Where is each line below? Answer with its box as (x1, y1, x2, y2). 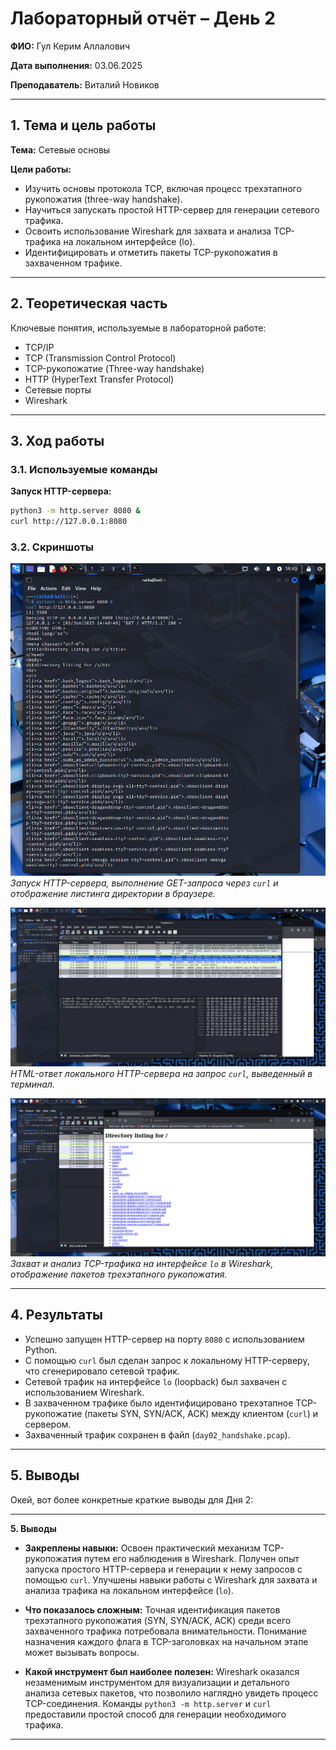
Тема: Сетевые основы (10, 143, 111, 156)
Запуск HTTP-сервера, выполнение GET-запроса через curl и (10, 877, 279, 889)
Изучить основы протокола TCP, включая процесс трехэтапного (24, 182, 302, 194)
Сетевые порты (24, 383, 92, 396)
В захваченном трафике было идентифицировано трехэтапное (24, 1397, 294, 1409)
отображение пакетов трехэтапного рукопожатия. (10, 1268, 228, 1281)
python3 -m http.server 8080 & (10, 506, 141, 516)
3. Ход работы (10, 432, 105, 449)
